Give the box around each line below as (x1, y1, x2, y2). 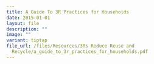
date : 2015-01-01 (6, 15, 51, 21)
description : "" (6, 26, 47, 32)
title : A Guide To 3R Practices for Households (6, 9, 130, 15)
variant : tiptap (6, 37, 47, 43)
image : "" (6, 32, 32, 38)
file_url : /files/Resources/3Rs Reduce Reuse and (6, 43, 135, 49)
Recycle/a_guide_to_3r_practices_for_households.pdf (12, 49, 149, 55)
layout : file (6, 20, 40, 26)
